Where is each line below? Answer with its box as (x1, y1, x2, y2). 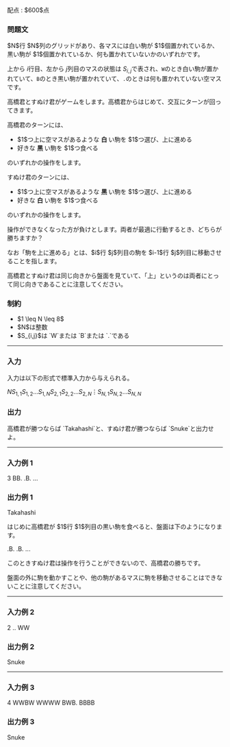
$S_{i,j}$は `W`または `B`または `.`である (16, 332, 130, 340)
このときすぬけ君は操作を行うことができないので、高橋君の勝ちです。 (7, 559, 205, 567)
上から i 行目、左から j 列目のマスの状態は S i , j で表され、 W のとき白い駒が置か (7, 64, 219, 75)
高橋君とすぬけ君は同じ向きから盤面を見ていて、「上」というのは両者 (7, 271, 202, 280)
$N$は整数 (16, 323, 48, 331)
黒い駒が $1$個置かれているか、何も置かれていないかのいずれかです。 (7, 50, 204, 58)
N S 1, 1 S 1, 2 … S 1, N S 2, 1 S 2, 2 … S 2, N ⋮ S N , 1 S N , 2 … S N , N (7, 387, 142, 397)
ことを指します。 (12, 257, 61, 265)
